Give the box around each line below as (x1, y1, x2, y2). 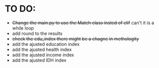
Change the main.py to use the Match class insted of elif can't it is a (12, 20, 154, 26)
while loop (12, 25, 34, 31)
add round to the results (12, 30, 63, 36)
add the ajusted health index (12, 46, 72, 52)
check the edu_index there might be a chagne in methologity (12, 36, 139, 42)
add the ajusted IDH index (12, 57, 67, 63)
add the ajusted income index (12, 51, 74, 58)
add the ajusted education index (12, 41, 80, 47)
